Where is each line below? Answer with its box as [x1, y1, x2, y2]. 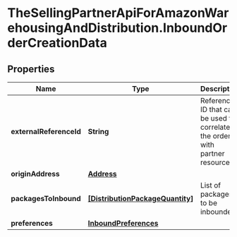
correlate [200, 122, 231, 132]
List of [200, 181, 221, 190]
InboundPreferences [87, 219, 159, 228]
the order [200, 131, 231, 140]
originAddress [11, 169, 60, 178]
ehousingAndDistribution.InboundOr [7, 20, 228, 36]
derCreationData [7, 35, 107, 51]
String [87, 127, 109, 136]
